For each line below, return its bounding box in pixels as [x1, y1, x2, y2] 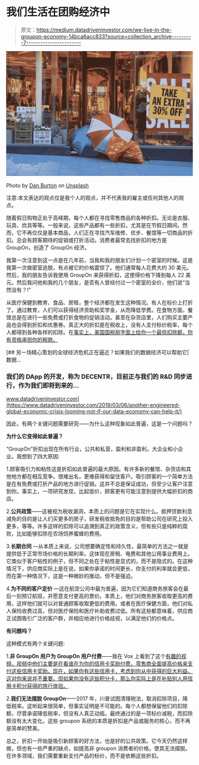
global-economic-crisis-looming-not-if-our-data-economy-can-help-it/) [6, 408, 182, 415]
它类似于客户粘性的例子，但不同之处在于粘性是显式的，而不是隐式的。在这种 [6, 557, 193, 565]
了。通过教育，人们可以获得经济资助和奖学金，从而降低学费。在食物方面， [6, 306, 188, 313]
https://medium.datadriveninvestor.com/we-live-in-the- [36, 26, 172, 33]
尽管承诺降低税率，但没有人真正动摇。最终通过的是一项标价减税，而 [16, 710, 182, 717]
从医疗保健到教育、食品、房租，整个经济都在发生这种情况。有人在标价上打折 [6, 298, 193, 306]
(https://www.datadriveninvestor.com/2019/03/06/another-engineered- [6, 401, 181, 408]
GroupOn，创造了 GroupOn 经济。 [6, 244, 90, 251]
